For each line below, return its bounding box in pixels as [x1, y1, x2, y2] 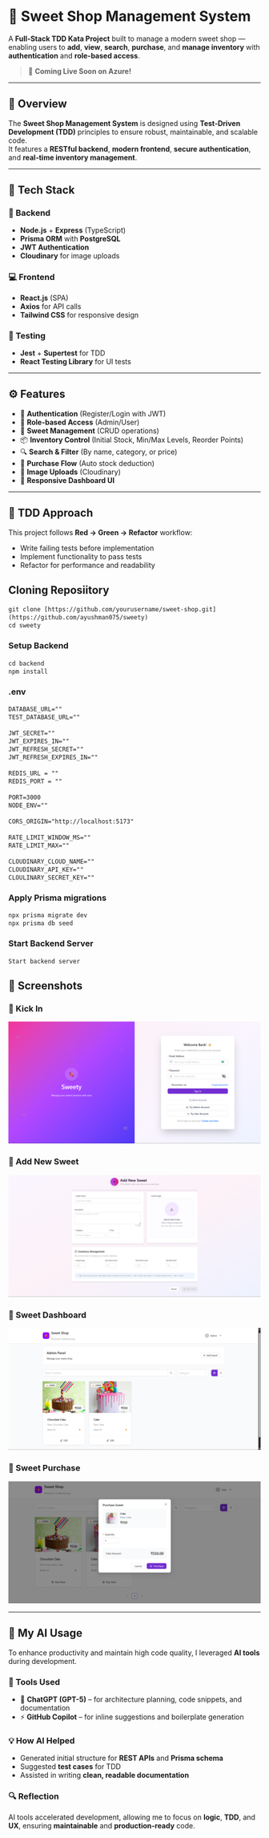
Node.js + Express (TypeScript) [19, 225, 126, 235]
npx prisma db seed [8, 919, 74, 927]
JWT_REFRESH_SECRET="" [8, 745, 84, 753]
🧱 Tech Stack [8, 184, 75, 197]
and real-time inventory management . [8, 152, 138, 162]
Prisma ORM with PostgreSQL [19, 234, 121, 244]
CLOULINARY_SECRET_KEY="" [8, 874, 94, 882]
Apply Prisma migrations [8, 892, 106, 903]
